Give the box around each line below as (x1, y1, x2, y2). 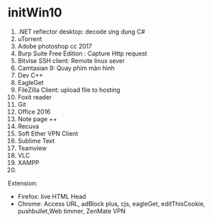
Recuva (17, 122, 40, 130)
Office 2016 (17, 108, 51, 116)
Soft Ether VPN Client (17, 129, 79, 138)
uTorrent (17, 34, 42, 42)
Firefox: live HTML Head (17, 192, 86, 200)
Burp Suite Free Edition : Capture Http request (17, 49, 148, 58)
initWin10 (8, 5, 62, 21)
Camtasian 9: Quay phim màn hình (17, 64, 115, 72)
